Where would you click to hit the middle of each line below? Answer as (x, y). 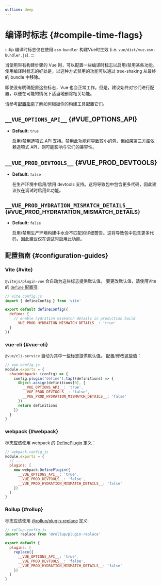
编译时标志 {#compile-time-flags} (74, 35)
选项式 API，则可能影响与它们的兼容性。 (57, 147)
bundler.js (16, 55)
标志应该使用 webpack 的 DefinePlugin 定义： (51, 443)
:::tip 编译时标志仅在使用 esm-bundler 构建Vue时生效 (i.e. (61, 50)
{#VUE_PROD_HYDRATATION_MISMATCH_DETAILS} (73, 212)
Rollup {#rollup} (24, 509)
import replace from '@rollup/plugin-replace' (53, 535)
